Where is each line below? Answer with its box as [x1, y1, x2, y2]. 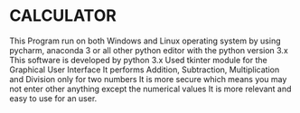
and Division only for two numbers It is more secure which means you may [9, 73, 287, 84]
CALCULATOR [9, 5, 117, 26]
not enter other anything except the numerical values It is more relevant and [9, 83, 292, 94]
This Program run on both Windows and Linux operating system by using [9, 35, 281, 46]
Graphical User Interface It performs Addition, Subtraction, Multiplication [9, 64, 280, 75]
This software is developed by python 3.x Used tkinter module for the [9, 54, 268, 65]
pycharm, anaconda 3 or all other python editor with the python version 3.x [9, 44, 289, 55]
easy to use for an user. [9, 92, 98, 104]
